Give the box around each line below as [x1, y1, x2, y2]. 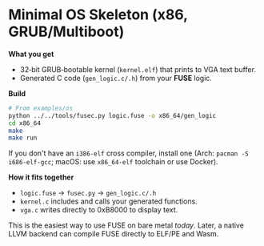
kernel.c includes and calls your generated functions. [19, 196, 198, 206]
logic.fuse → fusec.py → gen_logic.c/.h [19, 188, 157, 198]
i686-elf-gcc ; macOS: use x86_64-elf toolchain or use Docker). [8, 157, 218, 167]
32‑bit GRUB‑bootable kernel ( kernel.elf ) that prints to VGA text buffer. [19, 64, 256, 74]
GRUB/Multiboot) [8, 22, 125, 41]
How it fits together [8, 172, 74, 182]
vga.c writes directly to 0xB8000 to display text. [19, 205, 178, 215]
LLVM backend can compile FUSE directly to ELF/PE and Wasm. [8, 229, 219, 239]
